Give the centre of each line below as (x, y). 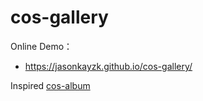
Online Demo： (41, 46)
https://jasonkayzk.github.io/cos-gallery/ (108, 66)
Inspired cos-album (50, 85)
